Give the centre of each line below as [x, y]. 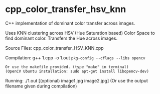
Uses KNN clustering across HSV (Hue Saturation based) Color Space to [80, 33]
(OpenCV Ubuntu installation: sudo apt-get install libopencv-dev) [77, 71]
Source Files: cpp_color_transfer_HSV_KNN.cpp [54, 48]
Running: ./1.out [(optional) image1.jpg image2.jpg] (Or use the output [76, 80]
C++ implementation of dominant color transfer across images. [70, 23]
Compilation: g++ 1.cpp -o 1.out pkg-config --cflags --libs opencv [75, 58]
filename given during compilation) [41, 86]
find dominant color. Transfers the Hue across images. [61, 38]
